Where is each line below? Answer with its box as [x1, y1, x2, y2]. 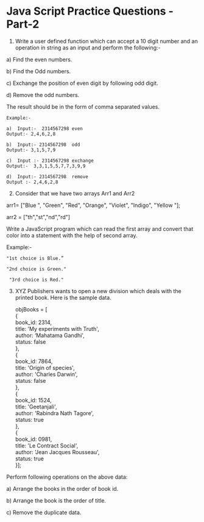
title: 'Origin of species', [15, 364, 75, 371]
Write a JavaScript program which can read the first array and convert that [6, 225, 194, 233]
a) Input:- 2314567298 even [6, 125, 83, 132]
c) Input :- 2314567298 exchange [6, 158, 94, 164]
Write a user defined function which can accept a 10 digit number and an [15, 37, 198, 45]
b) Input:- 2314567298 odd [6, 142, 80, 148]
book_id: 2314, [15, 319, 52, 326]
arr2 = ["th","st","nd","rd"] [6, 213, 71, 220]
